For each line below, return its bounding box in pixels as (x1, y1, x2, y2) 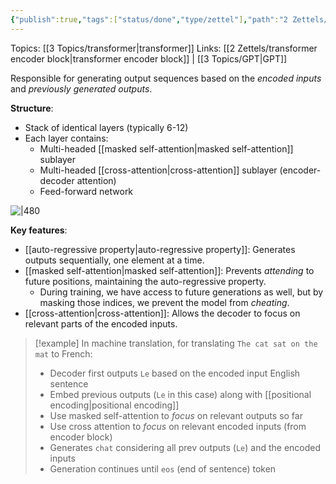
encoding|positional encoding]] (49, 399, 180, 411)
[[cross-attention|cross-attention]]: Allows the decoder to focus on (24, 307, 301, 319)
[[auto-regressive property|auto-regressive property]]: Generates (24, 243, 296, 255)
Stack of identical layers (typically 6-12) (24, 121, 189, 133)
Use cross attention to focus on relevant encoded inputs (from (49, 420, 307, 432)
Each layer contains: (24, 132, 109, 144)
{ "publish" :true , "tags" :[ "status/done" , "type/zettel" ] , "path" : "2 (10, 14, 288, 25)
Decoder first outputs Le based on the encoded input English (49, 367, 301, 379)
